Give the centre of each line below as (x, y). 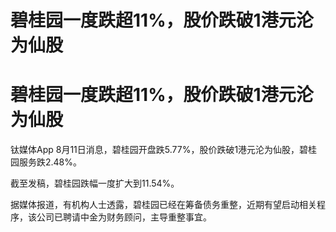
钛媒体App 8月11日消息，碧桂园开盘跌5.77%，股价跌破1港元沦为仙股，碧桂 (164, 150)
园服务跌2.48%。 (46, 162)
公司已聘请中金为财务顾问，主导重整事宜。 (124, 217)
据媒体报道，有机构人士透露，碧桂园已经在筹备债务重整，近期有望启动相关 (163, 205)
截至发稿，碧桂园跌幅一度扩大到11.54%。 (95, 183)
